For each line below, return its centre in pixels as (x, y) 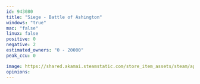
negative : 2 (21, 45)
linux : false (22, 34)
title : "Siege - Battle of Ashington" (54, 17)
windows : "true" (26, 22)
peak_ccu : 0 (21, 56)
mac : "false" (22, 28)
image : (14, 66)
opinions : (18, 72)
